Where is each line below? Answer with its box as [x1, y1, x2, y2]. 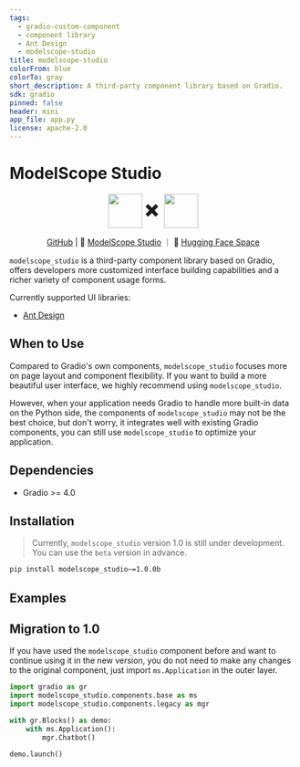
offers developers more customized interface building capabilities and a [9, 264, 280, 275]
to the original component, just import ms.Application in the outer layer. [9, 665, 278, 676]
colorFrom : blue [9, 65, 71, 74]
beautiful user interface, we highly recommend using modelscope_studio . [9, 380, 283, 391]
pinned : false [9, 98, 64, 108]
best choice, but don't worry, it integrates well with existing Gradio [9, 416, 259, 427]
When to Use [9, 336, 85, 352]
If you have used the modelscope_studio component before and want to [9, 646, 276, 657]
